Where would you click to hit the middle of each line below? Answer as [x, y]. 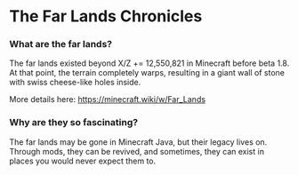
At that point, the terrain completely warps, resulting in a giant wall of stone [147, 73]
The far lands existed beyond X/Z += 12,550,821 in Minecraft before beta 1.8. [149, 63]
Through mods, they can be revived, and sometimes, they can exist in [137, 151]
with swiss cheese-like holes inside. [75, 83]
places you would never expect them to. [83, 161]
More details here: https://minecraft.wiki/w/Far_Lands [108, 99]
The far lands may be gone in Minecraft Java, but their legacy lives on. [138, 142]
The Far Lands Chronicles [106, 16]
